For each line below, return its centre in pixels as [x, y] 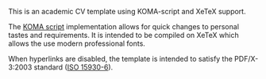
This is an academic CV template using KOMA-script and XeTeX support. [127, 11]
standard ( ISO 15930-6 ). [73, 67]
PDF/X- [246, 59]
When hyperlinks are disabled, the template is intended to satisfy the [120, 59]
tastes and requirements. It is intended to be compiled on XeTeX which [124, 35]
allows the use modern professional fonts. [77, 43]
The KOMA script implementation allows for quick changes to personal [124, 26]
